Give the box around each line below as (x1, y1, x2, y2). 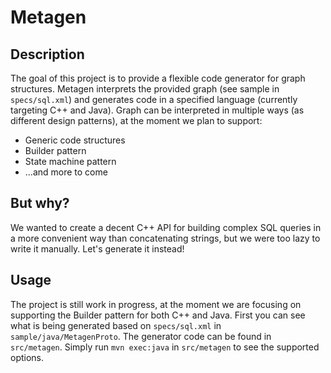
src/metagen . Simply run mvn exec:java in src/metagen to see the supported (10, 341, 320, 353)
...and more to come (24, 166, 108, 178)
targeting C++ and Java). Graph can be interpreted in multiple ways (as (10, 104, 305, 116)
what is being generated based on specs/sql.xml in (10, 319, 222, 331)
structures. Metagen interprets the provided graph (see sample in (10, 83, 280, 95)
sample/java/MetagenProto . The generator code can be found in (10, 330, 272, 342)
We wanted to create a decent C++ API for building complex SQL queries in (10, 221, 322, 233)
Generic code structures (24, 134, 126, 146)
